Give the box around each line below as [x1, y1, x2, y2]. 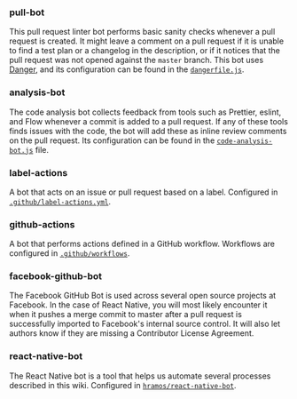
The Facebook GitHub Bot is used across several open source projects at [9, 291, 277, 301]
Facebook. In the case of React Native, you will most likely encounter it [9, 299, 268, 310]
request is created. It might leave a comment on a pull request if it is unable [9, 36, 285, 46]
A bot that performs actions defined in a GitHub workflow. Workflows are [9, 238, 275, 250]
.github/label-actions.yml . [9, 196, 112, 206]
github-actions [9, 218, 75, 230]
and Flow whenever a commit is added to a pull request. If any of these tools [9, 116, 288, 126]
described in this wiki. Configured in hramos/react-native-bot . [9, 379, 237, 390]
